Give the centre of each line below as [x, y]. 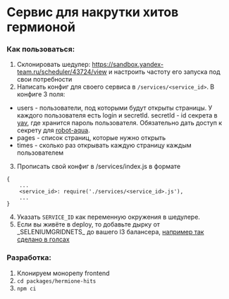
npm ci [26, 288]
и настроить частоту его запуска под [164, 72]
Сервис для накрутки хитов [93, 12]
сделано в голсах [43, 239]
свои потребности [44, 79]
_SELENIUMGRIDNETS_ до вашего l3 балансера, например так [110, 232]
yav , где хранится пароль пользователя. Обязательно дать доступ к [119, 123]
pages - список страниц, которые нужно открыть [91, 138]
